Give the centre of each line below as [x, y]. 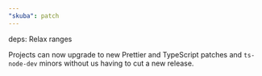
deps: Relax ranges [40, 39]
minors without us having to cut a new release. [116, 63]
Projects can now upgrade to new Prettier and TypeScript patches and [125, 54]
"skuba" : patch [34, 16]
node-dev [23, 64]
